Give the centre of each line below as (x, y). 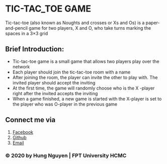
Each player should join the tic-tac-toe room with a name (71, 72)
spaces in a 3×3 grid (27, 33)
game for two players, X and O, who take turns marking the (90, 28)
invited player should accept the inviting (54, 83)
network (21, 66)
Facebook (23, 132)
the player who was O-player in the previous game (65, 104)
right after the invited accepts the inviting (55, 93)
